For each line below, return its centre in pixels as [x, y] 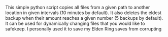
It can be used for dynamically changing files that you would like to [75, 23]
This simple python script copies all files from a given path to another [78, 7]
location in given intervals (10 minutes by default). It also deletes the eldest [83, 13]
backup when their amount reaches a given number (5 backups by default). [84, 18]
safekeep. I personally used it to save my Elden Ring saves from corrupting [83, 29]
